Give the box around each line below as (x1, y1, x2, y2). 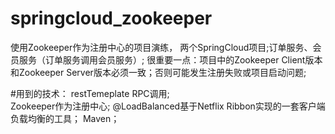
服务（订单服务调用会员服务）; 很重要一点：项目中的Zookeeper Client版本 (18, 53, 323, 66)
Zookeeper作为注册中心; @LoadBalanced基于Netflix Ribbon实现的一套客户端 (10, 100, 326, 112)
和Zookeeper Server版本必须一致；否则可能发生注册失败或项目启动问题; (10, 66, 307, 78)
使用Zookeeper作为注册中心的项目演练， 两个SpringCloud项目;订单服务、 (10, 41, 313, 53)
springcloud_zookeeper (10, 7, 213, 30)
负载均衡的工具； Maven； (10, 112, 120, 124)
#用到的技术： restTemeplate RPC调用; (10, 87, 170, 99)
